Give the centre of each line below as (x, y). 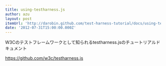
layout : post (19, 19)
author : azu (17, 14)
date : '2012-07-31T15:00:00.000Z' (41, 28)
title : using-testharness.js (35, 10)
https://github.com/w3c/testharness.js (44, 58)
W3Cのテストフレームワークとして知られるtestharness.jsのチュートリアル (81, 43)
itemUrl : (14, 23)
